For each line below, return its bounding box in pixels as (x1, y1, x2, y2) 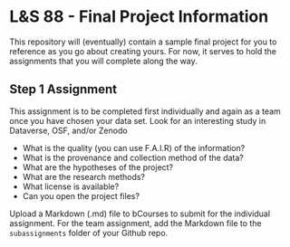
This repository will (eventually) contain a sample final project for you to (9, 36, 277, 47)
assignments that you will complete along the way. (9, 55, 198, 66)
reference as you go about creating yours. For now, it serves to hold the (9, 45, 277, 56)
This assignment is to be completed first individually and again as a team (9, 106, 281, 117)
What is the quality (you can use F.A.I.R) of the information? (22, 142, 246, 153)
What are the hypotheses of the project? (22, 161, 174, 173)
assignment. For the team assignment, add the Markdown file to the (9, 217, 262, 228)
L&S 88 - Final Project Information (9, 6, 269, 27)
